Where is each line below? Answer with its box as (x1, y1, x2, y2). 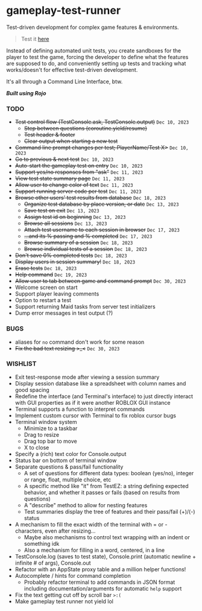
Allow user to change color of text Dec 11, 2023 (14, 182, 134, 189)
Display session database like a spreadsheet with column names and (14, 379, 186, 387)
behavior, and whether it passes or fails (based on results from (24, 489, 180, 496)
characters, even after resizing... (14, 527, 96, 534)
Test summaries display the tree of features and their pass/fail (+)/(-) (24, 508, 195, 515)
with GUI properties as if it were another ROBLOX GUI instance (14, 399, 171, 406)
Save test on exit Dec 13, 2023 (24, 207, 99, 214)
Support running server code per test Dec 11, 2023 (14, 188, 142, 195)
